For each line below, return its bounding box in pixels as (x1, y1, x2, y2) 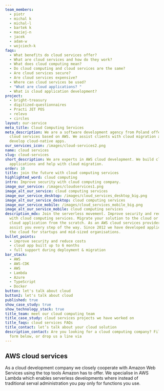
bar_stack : (5, 252, 27, 257)
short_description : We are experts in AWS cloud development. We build (5, 157, 154, 162)
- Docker (9, 284, 27, 289)
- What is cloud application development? (9, 89, 97, 94)
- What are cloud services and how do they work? (9, 57, 112, 62)
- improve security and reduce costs (9, 239, 86, 244)
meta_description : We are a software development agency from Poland (5, 130, 150, 135)
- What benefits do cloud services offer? (9, 52, 97, 58)
